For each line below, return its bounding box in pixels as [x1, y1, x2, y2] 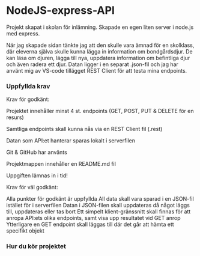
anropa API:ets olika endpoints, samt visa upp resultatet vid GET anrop [6, 215, 181, 222]
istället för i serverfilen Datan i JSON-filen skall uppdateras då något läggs [6, 202, 190, 209]
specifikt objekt [6, 227, 45, 234]
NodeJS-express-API [6, 4, 115, 17]
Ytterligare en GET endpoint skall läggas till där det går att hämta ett [6, 221, 174, 228]
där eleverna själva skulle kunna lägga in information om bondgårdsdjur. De [6, 47, 193, 55]
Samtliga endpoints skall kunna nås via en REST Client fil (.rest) [6, 126, 163, 133]
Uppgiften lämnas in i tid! [6, 172, 68, 179]
